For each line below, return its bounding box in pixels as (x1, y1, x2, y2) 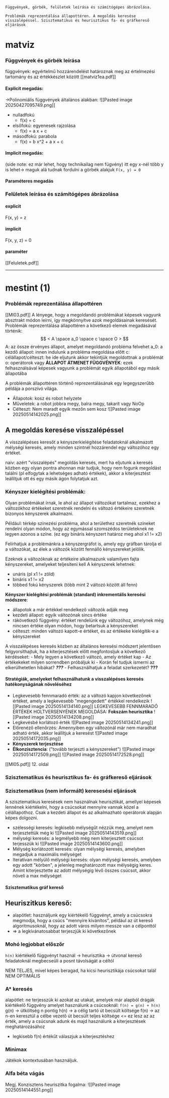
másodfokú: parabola (12, 133, 57, 139)
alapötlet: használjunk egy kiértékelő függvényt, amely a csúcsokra (12, 912, 152, 918)
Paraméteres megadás (5, 178, 54, 184)
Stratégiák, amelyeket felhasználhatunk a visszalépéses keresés (5, 676, 144, 682)
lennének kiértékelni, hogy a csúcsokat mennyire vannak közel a (5, 804, 139, 810)
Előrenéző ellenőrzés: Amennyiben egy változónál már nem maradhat (12, 725, 157, 731)
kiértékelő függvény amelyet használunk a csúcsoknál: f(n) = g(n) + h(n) (5, 1002, 161, 1008)
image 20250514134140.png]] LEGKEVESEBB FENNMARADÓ (31, 703, 158, 709)
